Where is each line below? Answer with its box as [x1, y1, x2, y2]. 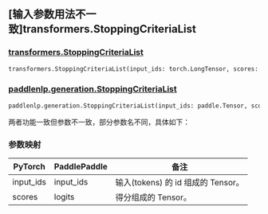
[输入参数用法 [8, 7, 76, 21]
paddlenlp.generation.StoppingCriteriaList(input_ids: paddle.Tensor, [8, 102, 248, 110]
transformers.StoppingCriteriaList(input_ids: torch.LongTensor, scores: [8, 64, 259, 73]
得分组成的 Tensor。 [115, 192, 191, 203]
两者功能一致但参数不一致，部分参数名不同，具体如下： [8, 117, 190, 126]
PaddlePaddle [53, 161, 108, 173]
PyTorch [13, 161, 45, 173]
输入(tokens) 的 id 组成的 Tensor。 [115, 177, 245, 189]
